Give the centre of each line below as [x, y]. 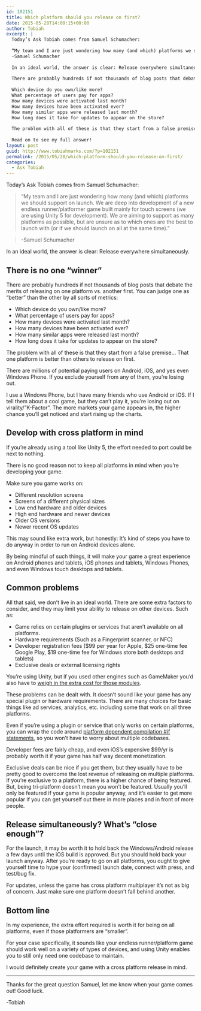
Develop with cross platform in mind [75, 433]
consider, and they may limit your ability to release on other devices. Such [97, 608]
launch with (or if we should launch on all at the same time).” [95, 228]
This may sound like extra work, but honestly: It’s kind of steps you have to [98, 538]
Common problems [43, 588]
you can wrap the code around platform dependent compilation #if [88, 731]
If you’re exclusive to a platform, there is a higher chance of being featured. [99, 780]
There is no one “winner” [54, 270]
